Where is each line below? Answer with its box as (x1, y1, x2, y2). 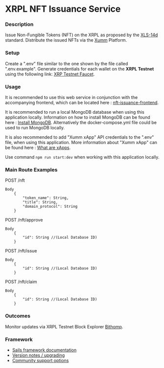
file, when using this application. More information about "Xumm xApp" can (5, 140, 158, 146)
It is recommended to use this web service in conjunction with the (5, 95, 138, 100)
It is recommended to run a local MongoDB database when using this (5, 109, 144, 115)
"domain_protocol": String (23, 204, 78, 209)
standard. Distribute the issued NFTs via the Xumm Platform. (5, 37, 127, 43)
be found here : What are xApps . (5, 145, 71, 150)
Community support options (12, 357, 69, 363)
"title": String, (23, 200, 58, 205)
